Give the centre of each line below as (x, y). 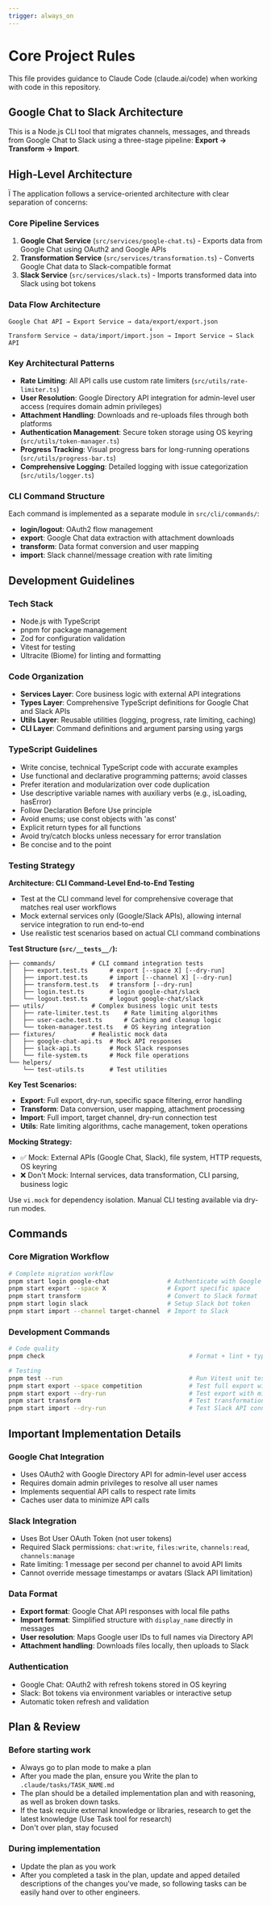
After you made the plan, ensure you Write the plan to (109, 1776)
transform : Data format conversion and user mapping (109, 547)
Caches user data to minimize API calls (85, 1500)
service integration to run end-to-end (82, 924)
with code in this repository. (54, 87)
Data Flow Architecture (54, 305)
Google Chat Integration (56, 1456)
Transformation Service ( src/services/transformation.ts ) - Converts (137, 258)
